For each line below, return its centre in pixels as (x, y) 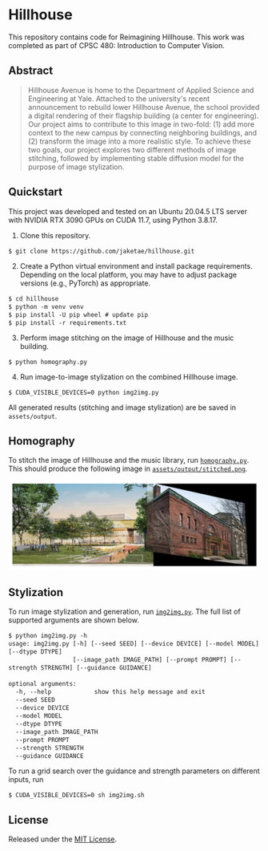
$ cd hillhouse (34, 298)
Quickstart (36, 192)
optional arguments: (43, 684)
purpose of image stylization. (76, 167)
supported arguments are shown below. (74, 620)
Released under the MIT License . (63, 839)
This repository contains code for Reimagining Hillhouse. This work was (127, 37)
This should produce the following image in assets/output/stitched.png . (128, 469)
